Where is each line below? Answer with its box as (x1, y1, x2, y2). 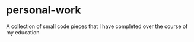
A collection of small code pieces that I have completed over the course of (6, 23, 188, 30)
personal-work (6, 3, 81, 17)
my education (6, 29, 40, 36)
